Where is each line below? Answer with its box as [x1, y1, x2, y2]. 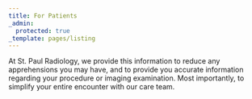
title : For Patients [8, 11, 78, 20]
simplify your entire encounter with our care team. [8, 82, 175, 92]
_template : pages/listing [8, 34, 95, 43]
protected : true [15, 27, 70, 35]
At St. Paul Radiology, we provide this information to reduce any [8, 56, 220, 66]
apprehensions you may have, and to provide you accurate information [8, 65, 244, 75]
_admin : [8, 19, 35, 27]
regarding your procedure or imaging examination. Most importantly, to [8, 73, 245, 83]
